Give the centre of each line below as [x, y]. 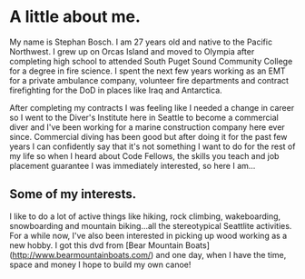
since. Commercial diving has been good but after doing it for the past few [148, 136]
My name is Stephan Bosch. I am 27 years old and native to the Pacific [141, 42]
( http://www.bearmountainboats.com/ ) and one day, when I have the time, [148, 254]
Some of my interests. [73, 194]
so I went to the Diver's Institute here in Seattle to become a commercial [144, 117]
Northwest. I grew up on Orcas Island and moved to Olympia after [132, 51]
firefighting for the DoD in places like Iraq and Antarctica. [116, 90]
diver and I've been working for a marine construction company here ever [148, 127]
